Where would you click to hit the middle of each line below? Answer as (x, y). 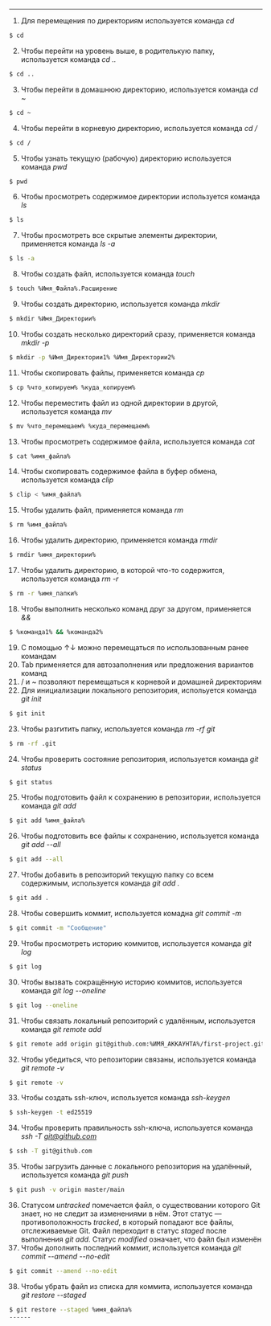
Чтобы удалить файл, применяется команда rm (102, 510)
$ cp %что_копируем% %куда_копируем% (72, 387)
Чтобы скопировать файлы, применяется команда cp (113, 372)
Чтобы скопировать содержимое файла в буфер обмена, (119, 472)
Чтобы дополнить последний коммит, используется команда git (131, 1248)
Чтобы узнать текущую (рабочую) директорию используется (126, 158)
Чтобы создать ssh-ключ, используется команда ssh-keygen (125, 1098)
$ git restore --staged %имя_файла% (70, 1310)
